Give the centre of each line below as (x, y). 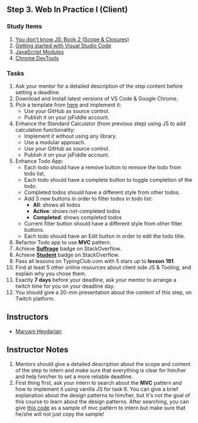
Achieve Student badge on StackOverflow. (67, 255)
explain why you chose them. (51, 274)
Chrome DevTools (37, 58)
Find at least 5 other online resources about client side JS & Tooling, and (103, 267)
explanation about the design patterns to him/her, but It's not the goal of (103, 395)
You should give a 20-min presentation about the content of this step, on (103, 292)
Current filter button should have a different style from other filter (103, 224)
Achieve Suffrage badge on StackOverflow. (68, 248)
